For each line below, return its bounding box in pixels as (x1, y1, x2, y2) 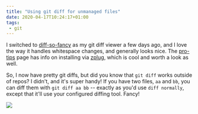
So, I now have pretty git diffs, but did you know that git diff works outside (6, 71, 193, 79)
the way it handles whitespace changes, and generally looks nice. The (6, 48, 178, 55)
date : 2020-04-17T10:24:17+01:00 (6, 14, 89, 20)
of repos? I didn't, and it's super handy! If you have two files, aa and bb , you (6, 78, 191, 85)
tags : (6, 19, 20, 25)
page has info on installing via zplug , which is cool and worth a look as (16, 54, 189, 61)
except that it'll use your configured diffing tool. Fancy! (6, 90, 140, 97)
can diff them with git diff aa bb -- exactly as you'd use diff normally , (6, 84, 184, 92)
